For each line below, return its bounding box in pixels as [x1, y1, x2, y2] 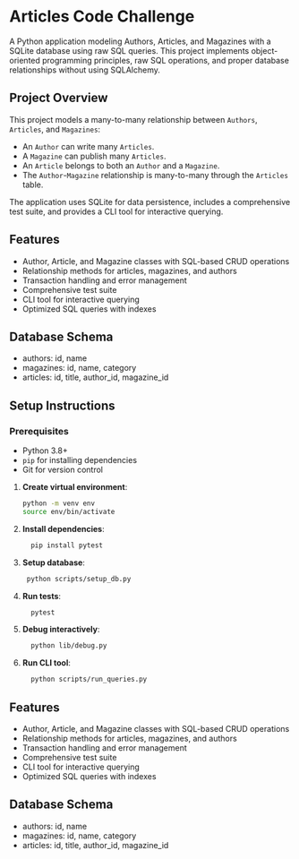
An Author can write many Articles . [21, 141, 155, 151]
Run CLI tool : [21, 657, 72, 668]
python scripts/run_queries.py [30, 674, 148, 684]
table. [21, 179, 44, 190]
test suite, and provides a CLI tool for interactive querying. [9, 206, 224, 217]
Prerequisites [9, 425, 69, 437]
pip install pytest [30, 540, 103, 550]
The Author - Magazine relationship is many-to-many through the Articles [21, 169, 289, 180]
